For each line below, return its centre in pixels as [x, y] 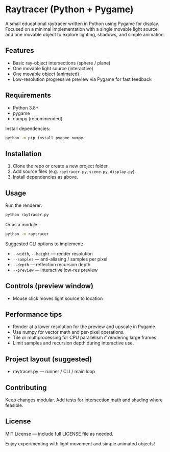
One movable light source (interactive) [53, 68]
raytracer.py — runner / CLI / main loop [54, 372]
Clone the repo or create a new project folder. [60, 166]
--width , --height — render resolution [53, 253]
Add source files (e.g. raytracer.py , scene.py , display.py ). [74, 171]
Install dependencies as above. [45, 177]
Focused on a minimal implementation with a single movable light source [82, 29]
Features [20, 50]
